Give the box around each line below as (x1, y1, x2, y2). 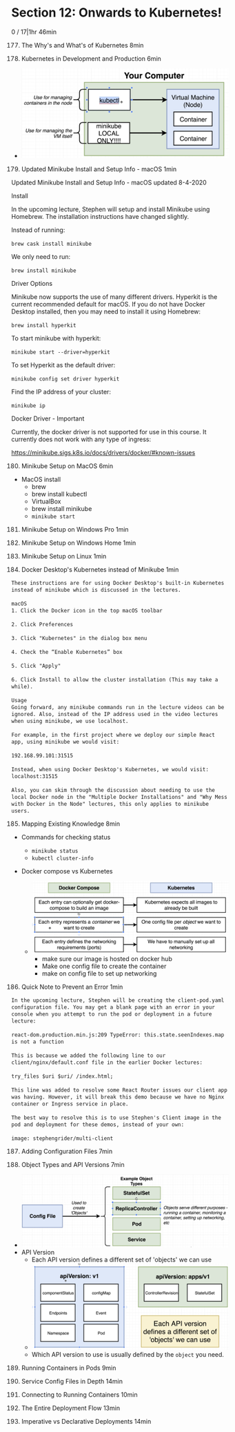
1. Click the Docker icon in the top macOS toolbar (11, 607, 163, 614)
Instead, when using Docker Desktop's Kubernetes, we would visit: (11, 766, 210, 773)
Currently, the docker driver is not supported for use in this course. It (11, 427, 207, 436)
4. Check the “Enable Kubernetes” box (11, 648, 123, 655)
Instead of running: (11, 226, 65, 234)
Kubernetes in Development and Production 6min (21, 54, 161, 63)
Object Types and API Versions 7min (21, 1160, 125, 1168)
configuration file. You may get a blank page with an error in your (11, 1003, 216, 1011)
